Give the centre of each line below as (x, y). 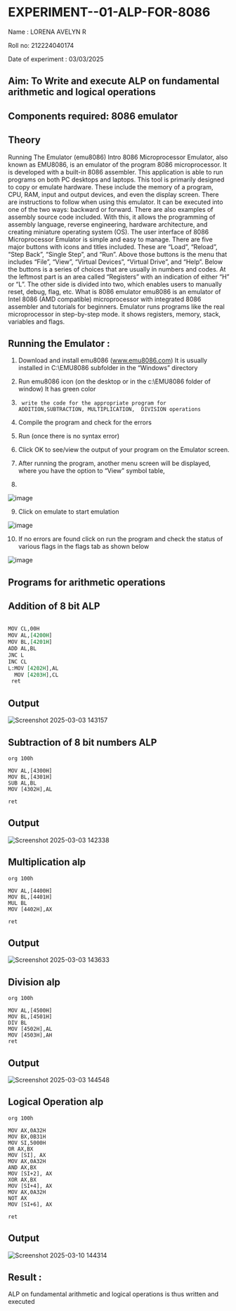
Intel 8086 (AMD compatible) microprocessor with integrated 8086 (105, 299)
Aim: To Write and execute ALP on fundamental (114, 81)
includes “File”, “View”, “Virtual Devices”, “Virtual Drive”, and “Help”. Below (116, 262)
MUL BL (18, 903)
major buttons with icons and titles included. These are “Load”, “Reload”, (113, 246)
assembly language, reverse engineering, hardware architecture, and (108, 224)
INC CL (18, 661)
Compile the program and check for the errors (85, 422)
